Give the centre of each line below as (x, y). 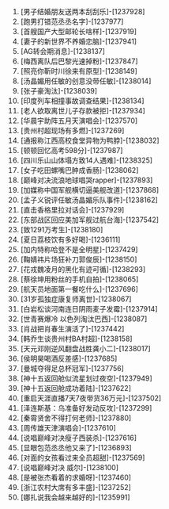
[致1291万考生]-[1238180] (62, 230)
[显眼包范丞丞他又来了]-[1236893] (76, 448)
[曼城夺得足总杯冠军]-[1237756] (72, 368)
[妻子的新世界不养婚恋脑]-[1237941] (79, 41)
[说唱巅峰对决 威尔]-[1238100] (69, 467)
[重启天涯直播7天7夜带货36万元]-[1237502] (91, 398)
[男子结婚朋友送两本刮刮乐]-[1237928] (83, 11)
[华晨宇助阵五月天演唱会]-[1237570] (79, 121)
